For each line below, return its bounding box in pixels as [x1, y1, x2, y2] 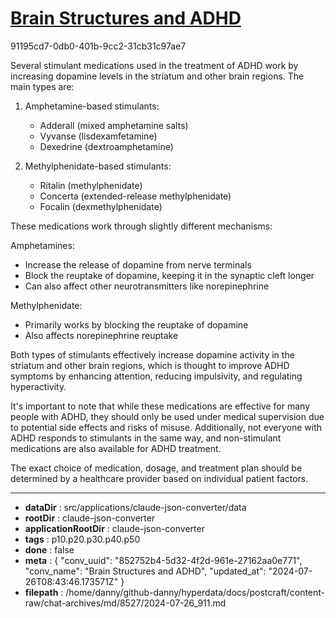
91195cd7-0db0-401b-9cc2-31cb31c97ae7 [10, 40, 187, 52]
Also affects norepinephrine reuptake [24, 329, 179, 341]
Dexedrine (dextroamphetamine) [39, 140, 174, 152]
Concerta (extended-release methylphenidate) [39, 190, 232, 202]
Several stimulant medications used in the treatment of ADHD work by [10, 59, 299, 71]
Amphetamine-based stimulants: [24, 100, 160, 112]
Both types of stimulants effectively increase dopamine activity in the [10, 348, 295, 361]
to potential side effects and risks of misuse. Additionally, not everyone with [10, 421, 323, 433]
